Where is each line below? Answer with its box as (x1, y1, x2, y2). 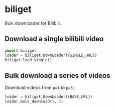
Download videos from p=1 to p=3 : (5, 84, 74, 91)
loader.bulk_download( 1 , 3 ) (5, 99, 64, 104)
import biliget (5, 48, 37, 53)
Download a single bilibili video (5, 35, 104, 43)
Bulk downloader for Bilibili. (5, 20, 61, 26)
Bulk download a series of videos (5, 71, 110, 80)
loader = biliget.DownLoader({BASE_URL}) (5, 94, 93, 99)
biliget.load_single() (5, 57, 52, 62)
